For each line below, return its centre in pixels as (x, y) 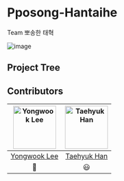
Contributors (35, 91)
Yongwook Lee (35, 156)
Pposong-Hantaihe (62, 13)
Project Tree (34, 68)
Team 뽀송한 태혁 (30, 32)
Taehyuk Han (86, 156)
